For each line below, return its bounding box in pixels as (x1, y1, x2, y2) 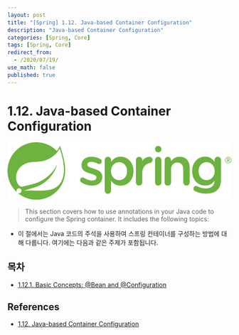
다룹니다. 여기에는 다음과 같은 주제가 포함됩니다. (25, 238, 159, 247)
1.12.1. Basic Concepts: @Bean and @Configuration (17, 280, 167, 289)
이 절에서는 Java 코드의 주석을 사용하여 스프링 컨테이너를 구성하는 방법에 (17, 229, 220, 238)
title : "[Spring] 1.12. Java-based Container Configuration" (7, 18, 193, 26)
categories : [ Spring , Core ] (7, 34, 91, 41)
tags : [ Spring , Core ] (7, 41, 72, 49)
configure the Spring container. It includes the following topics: (24, 214, 210, 223)
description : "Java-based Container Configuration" (7, 26, 164, 33)
